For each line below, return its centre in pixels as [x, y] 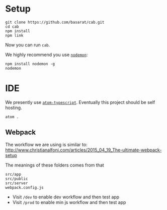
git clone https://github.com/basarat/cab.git [55, 22]
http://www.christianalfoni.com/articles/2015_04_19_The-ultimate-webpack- [83, 150]
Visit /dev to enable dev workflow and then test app [66, 197]
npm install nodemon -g [30, 64]
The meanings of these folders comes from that [55, 165]
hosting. [14, 108]
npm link [14, 35]
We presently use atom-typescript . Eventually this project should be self [80, 102]
